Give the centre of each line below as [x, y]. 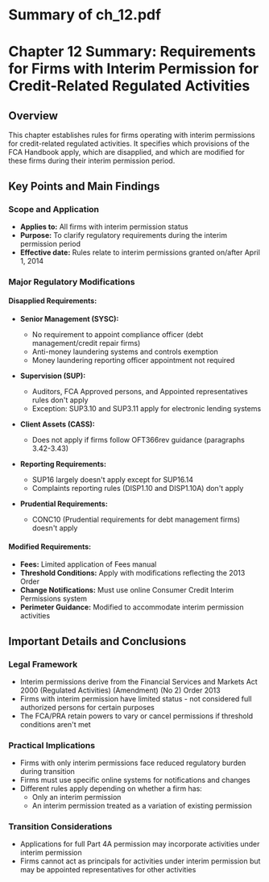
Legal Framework [43, 664]
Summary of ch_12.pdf [85, 15]
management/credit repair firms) [86, 343]
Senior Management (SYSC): [69, 319]
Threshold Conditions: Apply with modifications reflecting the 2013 [132, 573]
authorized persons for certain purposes [87, 707]
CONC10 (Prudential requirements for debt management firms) [136, 519]
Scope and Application [54, 209]
